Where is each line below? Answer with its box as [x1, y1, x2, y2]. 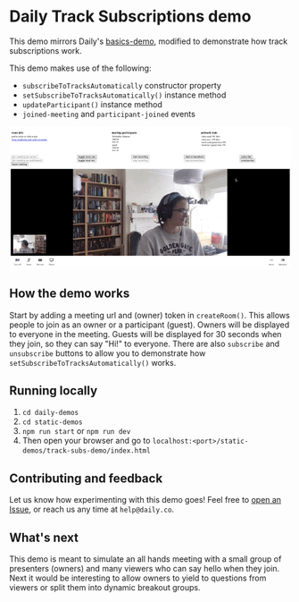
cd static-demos [21, 418, 83, 427]
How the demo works [9, 286, 130, 301]
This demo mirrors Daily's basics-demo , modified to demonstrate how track [9, 36, 288, 47]
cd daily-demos [21, 409, 79, 418]
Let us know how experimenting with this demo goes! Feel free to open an [9, 495, 282, 505]
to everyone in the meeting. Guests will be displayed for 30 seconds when [9, 328, 282, 339]
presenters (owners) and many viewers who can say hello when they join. [9, 564, 280, 574]
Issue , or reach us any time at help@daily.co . [9, 504, 175, 515]
